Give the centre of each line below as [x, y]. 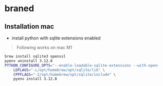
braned [19, 9]
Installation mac [29, 26]
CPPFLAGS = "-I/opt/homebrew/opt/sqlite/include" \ [65, 74]
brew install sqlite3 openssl [35, 56]
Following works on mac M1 [44, 47]
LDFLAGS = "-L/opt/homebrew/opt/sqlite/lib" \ [59, 70]
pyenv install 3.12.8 [35, 79]
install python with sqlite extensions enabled [56, 38]
